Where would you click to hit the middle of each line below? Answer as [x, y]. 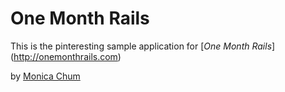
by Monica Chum [45, 76]
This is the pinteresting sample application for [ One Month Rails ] [143, 46]
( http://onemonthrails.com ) [66, 56]
